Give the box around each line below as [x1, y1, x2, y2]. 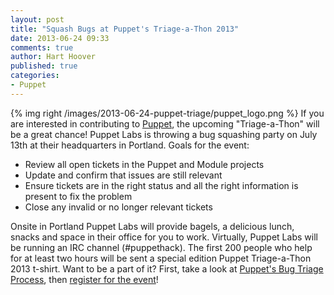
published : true [10, 61, 78, 71]
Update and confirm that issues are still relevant [24, 169, 223, 181]
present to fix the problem [24, 190, 133, 202]
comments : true [10, 42, 74, 53]
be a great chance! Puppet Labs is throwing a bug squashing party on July [10, 128, 318, 140]
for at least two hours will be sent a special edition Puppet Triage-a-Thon [10, 252, 312, 264]
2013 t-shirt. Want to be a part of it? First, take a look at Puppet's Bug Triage [10, 262, 324, 275]
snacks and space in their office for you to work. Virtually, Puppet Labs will [10, 231, 318, 243]
